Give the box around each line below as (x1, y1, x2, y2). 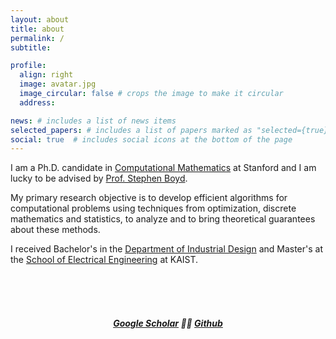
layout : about (10, 14, 70, 25)
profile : (10, 61, 47, 71)
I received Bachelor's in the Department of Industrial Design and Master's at (10, 243, 324, 255)
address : (19, 97, 56, 108)
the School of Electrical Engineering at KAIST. (10, 254, 199, 266)
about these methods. (10, 224, 101, 236)
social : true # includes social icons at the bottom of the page (10, 134, 293, 145)
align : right (19, 70, 74, 80)
